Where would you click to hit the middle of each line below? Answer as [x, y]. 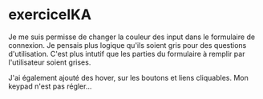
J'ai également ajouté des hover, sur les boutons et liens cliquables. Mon [128, 77]
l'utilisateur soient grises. [50, 62]
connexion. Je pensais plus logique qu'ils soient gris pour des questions [127, 45]
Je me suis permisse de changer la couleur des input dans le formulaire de [131, 37]
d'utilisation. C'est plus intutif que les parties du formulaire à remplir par [127, 53]
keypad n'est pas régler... [50, 86]
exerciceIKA [50, 15]
